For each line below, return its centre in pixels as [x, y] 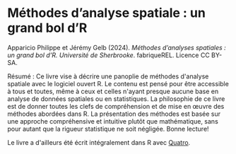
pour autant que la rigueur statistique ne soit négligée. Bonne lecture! [108, 129]
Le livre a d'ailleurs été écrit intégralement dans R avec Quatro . [99, 142]
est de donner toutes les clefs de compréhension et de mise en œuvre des [116, 106]
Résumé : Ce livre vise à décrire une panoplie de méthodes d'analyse [108, 76]
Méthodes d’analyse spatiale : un [107, 13]
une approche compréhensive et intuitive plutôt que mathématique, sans [113, 121]
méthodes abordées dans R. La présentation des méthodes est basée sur [114, 114]
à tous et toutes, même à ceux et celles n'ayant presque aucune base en [113, 91]
